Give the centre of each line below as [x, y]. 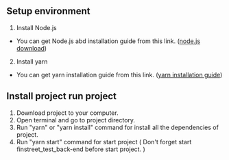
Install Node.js [36, 27]
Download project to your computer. [67, 113]
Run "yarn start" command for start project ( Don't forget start [104, 142]
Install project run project [62, 96]
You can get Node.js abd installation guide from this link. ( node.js [108, 41]
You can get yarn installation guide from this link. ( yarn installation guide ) [119, 75]
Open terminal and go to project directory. [75, 120]
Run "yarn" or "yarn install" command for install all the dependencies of [117, 127]
